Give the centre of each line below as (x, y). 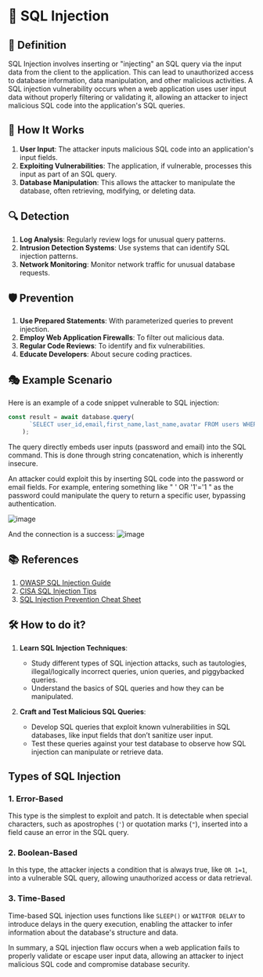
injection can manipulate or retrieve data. (97, 752)
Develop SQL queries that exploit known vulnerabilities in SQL (131, 727)
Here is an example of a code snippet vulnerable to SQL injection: (113, 403)
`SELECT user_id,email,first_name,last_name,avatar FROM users (134, 425)
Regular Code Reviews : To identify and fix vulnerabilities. (112, 346)
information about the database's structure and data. (93, 932)
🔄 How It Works (46, 130)
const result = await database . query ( (71, 417)
